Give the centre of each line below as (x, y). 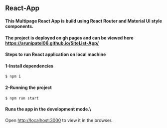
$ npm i (13, 76)
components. (19, 26)
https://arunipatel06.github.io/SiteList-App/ (52, 43)
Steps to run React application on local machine (56, 54)
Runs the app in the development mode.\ (48, 109)
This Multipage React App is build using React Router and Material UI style (84, 21)
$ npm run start (22, 98)
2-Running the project (29, 87)
